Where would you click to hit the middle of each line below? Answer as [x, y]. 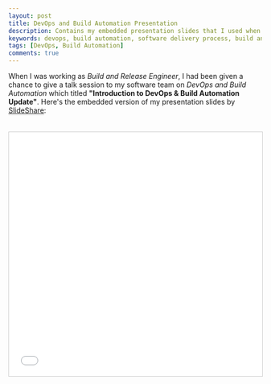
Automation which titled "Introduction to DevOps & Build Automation [124, 93]
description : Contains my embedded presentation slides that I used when [135, 31]
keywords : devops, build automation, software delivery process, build [131, 38]
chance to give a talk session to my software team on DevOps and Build [127, 85]
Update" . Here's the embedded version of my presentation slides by [122, 102]
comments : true [34, 53]
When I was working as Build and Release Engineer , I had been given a [126, 76]
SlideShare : [27, 110]
